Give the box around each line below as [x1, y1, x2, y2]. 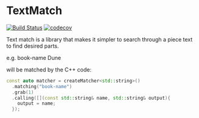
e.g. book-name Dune [6, 54, 61, 61]
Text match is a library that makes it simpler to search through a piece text [6, 35, 193, 43]
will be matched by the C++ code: [6, 65, 92, 73]
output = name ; [17, 100, 56, 107]
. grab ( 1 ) [12, 89, 34, 95]
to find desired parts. [6, 42, 59, 50]
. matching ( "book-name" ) [12, 83, 72, 89]
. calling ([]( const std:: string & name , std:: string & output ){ [12, 95, 171, 101]
